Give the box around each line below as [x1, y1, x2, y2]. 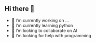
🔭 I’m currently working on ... [11, 17, 69, 23]
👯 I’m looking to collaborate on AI [11, 27, 78, 33]
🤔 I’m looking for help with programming [11, 32, 92, 38]
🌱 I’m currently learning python [11, 22, 73, 28]
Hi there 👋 [4, 5, 35, 13]
